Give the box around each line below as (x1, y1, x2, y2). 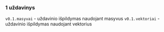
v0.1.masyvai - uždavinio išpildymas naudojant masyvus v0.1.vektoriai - (5, 16, 160, 22)
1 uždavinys (5, 4, 35, 11)
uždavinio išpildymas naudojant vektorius (5, 21, 92, 27)
